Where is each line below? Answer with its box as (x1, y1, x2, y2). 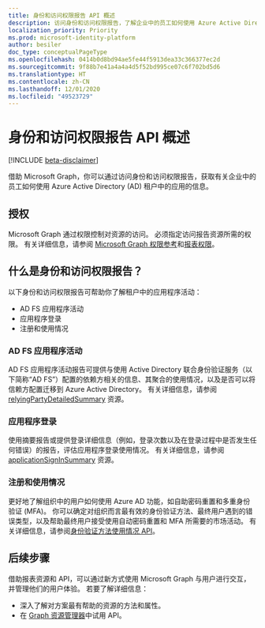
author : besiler (8, 41, 62, 49)
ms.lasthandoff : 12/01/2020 (8, 85, 101, 93)
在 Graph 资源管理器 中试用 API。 (19, 610, 126, 620)
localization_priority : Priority (8, 26, 118, 34)
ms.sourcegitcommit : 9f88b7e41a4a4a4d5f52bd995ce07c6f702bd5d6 (8, 63, 221, 71)
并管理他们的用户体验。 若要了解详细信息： (8, 584, 148, 593)
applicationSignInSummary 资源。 (8, 455, 118, 464)
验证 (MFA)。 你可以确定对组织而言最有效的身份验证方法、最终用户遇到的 (8, 506, 246, 516)
